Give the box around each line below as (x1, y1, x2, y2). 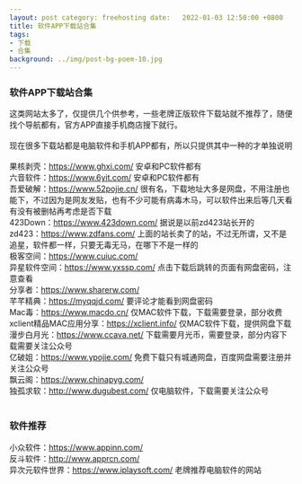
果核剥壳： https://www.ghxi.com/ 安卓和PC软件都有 (9, 161, 202, 172)
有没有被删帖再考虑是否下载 (9, 206, 112, 216)
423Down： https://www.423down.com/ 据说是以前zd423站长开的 (9, 217, 254, 228)
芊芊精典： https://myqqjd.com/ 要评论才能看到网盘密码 (9, 295, 213, 306)
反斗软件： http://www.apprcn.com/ (9, 453, 140, 463)
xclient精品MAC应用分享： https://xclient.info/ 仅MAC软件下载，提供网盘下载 (9, 318, 292, 329)
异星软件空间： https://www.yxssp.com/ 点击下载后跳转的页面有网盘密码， (9, 262, 284, 273)
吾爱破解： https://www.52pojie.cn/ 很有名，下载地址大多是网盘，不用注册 (9, 183, 282, 194)
